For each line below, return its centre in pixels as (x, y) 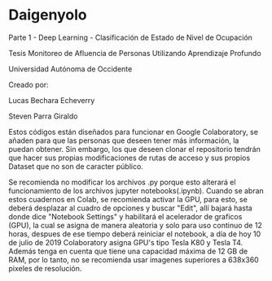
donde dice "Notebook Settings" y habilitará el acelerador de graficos (125, 216)
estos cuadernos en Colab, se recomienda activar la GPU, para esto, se (128, 199)
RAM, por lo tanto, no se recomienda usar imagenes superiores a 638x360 (134, 259)
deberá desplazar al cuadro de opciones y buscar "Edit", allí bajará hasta (130, 208)
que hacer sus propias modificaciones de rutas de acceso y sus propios (129, 158)
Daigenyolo (48, 15)
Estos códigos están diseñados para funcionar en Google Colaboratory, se (134, 132)
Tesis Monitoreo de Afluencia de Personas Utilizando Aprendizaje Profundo (135, 53)
